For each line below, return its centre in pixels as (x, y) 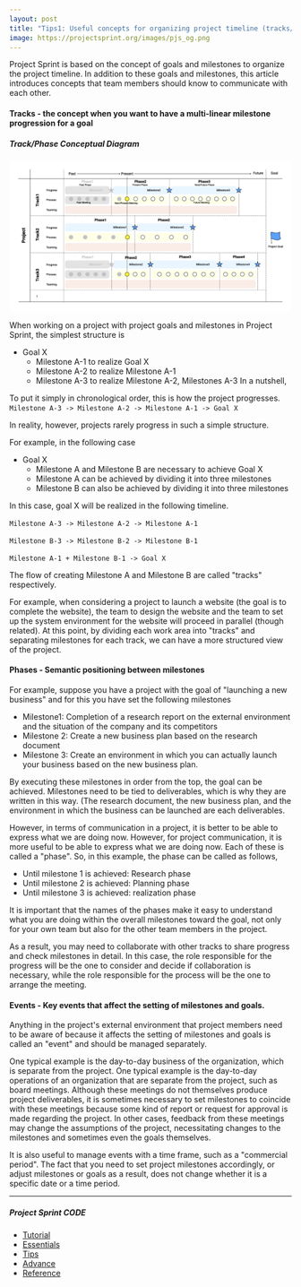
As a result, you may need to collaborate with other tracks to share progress (150, 946)
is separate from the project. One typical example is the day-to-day (133, 1071)
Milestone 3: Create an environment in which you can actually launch (150, 755)
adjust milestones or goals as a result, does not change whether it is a (138, 1174)
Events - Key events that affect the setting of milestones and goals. (137, 1005)
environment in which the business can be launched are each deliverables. (147, 810)
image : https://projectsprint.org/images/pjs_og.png (110, 38)
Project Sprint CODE (48, 1212)
